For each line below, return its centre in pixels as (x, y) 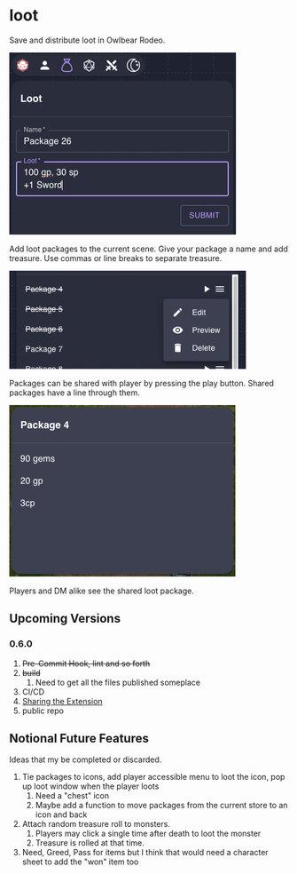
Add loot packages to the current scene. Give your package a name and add (148, 249)
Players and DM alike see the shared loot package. (102, 591)
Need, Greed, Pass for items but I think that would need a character (145, 853)
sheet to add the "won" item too (80, 862)
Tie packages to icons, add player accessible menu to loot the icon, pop (153, 777)
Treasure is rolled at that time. (90, 843)
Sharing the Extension (63, 701)
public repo (43, 711)
